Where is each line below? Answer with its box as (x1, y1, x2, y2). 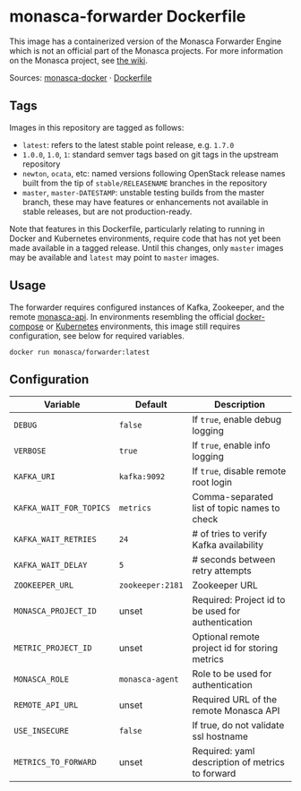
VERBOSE (13, 446, 47, 456)
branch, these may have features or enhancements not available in (21, 196, 269, 207)
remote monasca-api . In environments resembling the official (9, 311, 235, 322)
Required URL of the (192, 693, 278, 706)
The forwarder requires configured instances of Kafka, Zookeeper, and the (9, 302, 285, 313)
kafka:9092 (118, 472, 166, 482)
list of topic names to (192, 502, 280, 514)
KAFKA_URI (13, 472, 56, 482)
